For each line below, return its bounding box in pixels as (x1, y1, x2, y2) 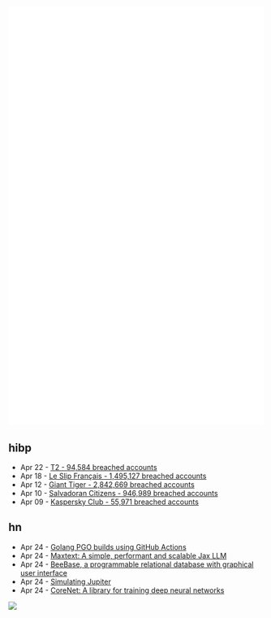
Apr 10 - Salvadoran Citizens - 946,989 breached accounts (19, 488, 218, 498)
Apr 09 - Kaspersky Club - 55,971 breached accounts (19, 497, 199, 507)
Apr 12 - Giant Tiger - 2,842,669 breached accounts (19, 479, 195, 490)
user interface (19, 568, 67, 577)
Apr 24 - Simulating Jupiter (19, 577, 111, 586)
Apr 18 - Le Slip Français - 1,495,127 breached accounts (19, 471, 207, 481)
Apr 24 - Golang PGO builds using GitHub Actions (19, 542, 187, 551)
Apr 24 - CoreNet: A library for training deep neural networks (19, 585, 225, 595)
